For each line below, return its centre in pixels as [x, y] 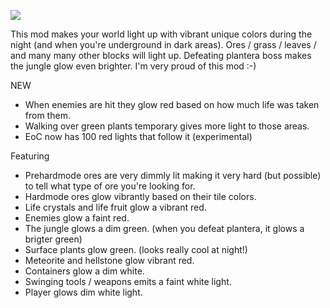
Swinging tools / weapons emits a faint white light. [128, 281]
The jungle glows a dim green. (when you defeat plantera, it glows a [164, 228]
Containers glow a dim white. [84, 271]
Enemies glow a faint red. [77, 218]
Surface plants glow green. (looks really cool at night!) [136, 249]
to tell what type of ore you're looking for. [110, 186]
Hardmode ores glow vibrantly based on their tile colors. [140, 196]
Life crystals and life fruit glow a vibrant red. [115, 207]
